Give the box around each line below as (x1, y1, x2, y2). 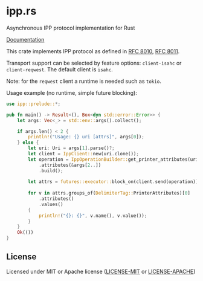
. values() (38, 201, 63, 207)
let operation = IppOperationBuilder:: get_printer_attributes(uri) (28, 156, 201, 163)
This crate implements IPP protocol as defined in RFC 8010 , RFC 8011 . (6, 47, 180, 55)
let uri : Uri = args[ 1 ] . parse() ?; (28, 145, 115, 152)
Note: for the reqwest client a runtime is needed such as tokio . (6, 77, 162, 85)
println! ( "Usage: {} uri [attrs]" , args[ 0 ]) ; (28, 134, 145, 140)
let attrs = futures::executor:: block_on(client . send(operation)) (28, 179, 199, 185)
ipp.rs (6, 4, 37, 18)
